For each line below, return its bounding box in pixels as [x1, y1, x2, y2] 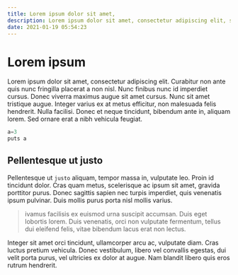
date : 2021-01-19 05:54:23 [7, 23, 87, 30]
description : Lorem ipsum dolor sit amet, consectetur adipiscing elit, [7, 17, 227, 24]
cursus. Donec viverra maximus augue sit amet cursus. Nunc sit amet [7, 93, 210, 101]
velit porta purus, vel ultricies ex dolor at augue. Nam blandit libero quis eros [7, 253, 230, 262]
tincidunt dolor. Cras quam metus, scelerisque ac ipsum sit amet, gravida [7, 181, 220, 189]
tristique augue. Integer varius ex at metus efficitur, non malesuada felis [7, 100, 217, 108]
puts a [7, 135, 27, 142]
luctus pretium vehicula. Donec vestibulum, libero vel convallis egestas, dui [7, 245, 227, 254]
